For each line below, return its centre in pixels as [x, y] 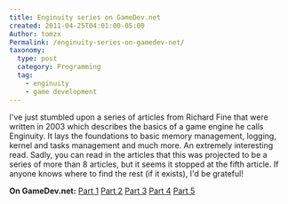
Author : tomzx [36, 34]
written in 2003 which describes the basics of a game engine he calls [136, 126]
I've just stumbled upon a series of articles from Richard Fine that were [139, 117]
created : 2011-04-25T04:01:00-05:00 [77, 26]
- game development [61, 91]
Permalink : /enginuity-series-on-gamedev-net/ [97, 42]
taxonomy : [28, 51]
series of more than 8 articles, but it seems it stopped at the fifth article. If [144, 164]
